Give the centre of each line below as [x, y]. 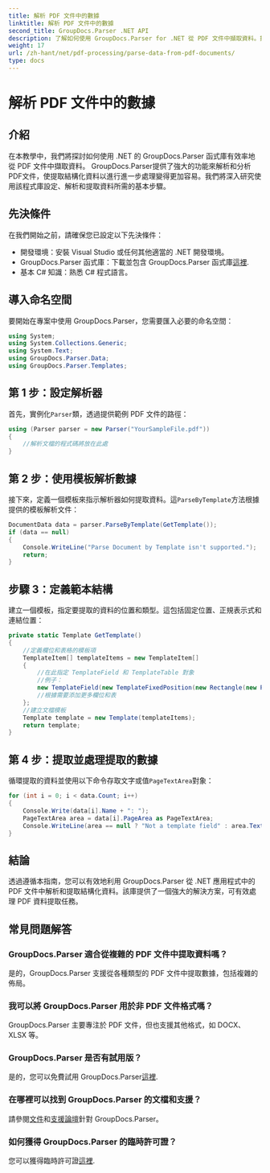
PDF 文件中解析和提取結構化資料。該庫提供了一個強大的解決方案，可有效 [129, 891]
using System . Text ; [41, 351]
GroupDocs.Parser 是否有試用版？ [75, 1058]
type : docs [27, 61]
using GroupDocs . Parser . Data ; [59, 359]
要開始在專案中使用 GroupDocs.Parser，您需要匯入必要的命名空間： [121, 321]
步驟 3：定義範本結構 [61, 589]
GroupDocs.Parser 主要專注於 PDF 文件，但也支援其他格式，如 [112, 1025]
